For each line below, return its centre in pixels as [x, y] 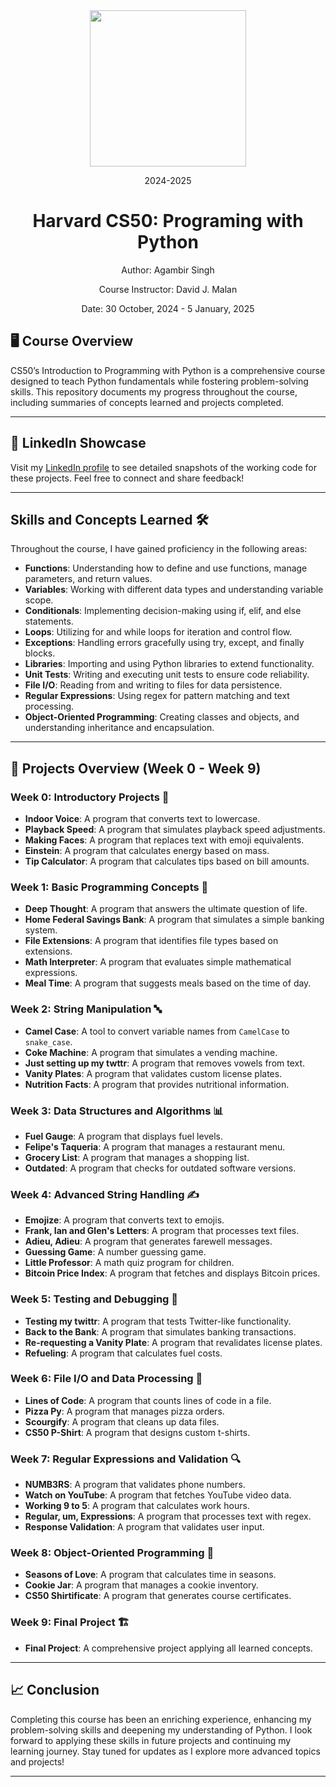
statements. [49, 621]
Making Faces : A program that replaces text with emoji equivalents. [164, 840]
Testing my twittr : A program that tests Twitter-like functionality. [158, 1321]
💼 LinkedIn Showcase [78, 443]
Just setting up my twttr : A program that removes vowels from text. [165, 1063]
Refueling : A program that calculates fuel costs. [123, 1353]
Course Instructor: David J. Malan [168, 289]
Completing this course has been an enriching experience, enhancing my [161, 1719]
